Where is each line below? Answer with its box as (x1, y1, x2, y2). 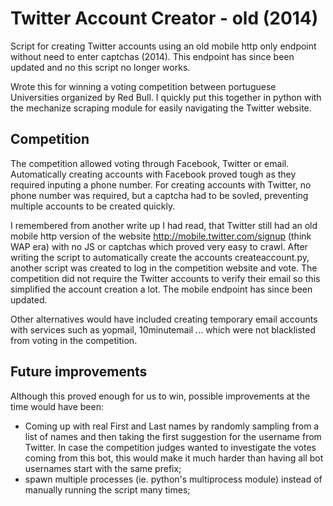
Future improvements (10, 363, 148, 381)
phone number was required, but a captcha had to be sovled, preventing (10, 189, 309, 201)
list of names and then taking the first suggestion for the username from (24, 430, 322, 442)
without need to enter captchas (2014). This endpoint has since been (10, 50, 295, 62)
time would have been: (10, 400, 104, 412)
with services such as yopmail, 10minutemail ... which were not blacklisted (10, 323, 317, 336)
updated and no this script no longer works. (10, 61, 191, 73)
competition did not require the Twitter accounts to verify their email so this (10, 272, 321, 284)
